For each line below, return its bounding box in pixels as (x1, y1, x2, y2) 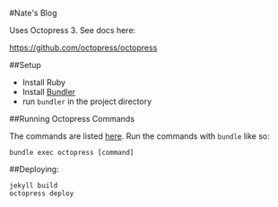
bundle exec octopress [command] (9, 148, 135, 157)
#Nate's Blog (9, 8, 57, 18)
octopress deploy (9, 189, 74, 198)
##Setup (9, 60, 42, 70)
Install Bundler (22, 87, 76, 97)
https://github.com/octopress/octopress (9, 42, 158, 53)
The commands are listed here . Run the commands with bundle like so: (9, 131, 271, 142)
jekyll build (9, 181, 58, 190)
